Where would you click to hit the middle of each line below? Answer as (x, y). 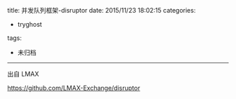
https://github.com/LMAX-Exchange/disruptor (74, 88)
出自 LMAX (23, 74)
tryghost (29, 24)
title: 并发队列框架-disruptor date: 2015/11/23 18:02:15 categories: (101, 10)
